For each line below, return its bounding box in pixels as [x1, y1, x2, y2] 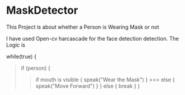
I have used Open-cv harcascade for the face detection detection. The [6, 35, 180, 42]
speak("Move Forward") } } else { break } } [35, 82, 140, 90]
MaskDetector [6, 4, 79, 17]
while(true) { [6, 53, 37, 60]
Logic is [6, 41, 26, 48]
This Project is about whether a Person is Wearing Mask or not [6, 23, 159, 30]
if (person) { [20, 64, 51, 72]
